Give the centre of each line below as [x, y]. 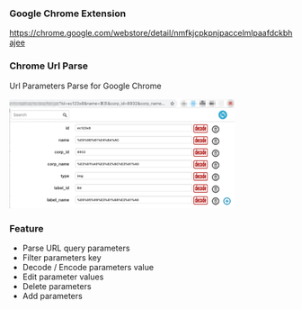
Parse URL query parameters [76, 248]
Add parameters [52, 296]
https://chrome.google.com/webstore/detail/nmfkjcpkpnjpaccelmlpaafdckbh [151, 33]
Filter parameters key [62, 258]
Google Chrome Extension [68, 14]
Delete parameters [57, 287]
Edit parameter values [63, 277]
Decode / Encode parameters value [88, 268]
